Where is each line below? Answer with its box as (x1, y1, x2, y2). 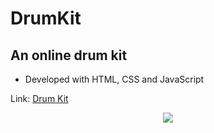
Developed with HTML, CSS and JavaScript (24, 73, 205, 85)
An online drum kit (10, 47, 128, 64)
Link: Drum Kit (10, 93, 69, 104)
